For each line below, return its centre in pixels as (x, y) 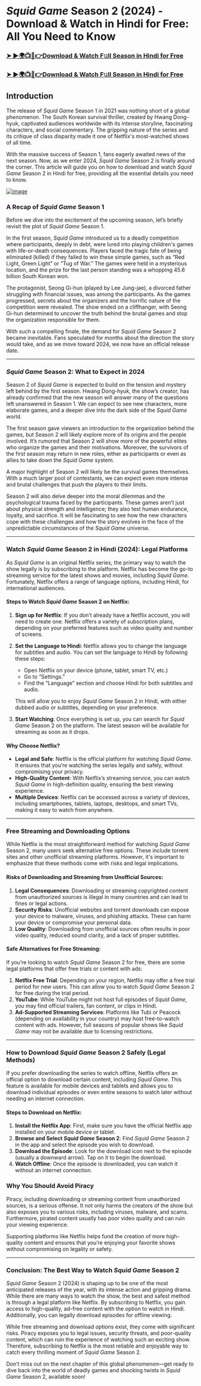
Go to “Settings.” (44, 676)
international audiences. (36, 588)
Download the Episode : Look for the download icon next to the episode (103, 1151)
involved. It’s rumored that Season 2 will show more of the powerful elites (97, 441)
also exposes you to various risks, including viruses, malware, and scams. (97, 1212)
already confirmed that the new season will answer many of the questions (97, 398)
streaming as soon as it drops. (52, 731)
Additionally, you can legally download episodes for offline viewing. (89, 1315)
